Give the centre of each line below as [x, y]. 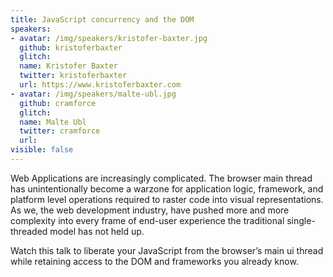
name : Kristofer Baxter [68, 66]
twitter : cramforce [60, 131]
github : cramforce [58, 103]
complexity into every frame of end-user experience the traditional [147, 220]
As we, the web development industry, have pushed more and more [150, 210]
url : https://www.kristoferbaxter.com [100, 85]
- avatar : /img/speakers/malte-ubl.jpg [93, 94]
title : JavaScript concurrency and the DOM [102, 19]
